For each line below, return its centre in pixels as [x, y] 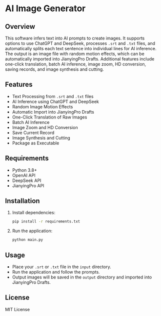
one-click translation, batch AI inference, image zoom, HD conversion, [76, 64]
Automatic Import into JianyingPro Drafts [53, 112]
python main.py [28, 240]
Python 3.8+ [25, 170]
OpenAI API [24, 175]
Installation [22, 201]
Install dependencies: [34, 213]
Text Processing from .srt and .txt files [53, 96]
